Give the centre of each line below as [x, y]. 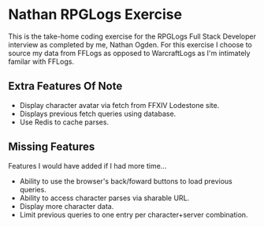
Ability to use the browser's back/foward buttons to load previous [126, 181]
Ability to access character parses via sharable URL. [104, 198]
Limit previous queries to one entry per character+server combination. [134, 214]
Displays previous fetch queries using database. [98, 113]
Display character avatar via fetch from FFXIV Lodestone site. [119, 105]
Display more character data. [67, 206]
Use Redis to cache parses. [64, 122]
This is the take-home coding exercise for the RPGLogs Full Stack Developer [132, 36]
